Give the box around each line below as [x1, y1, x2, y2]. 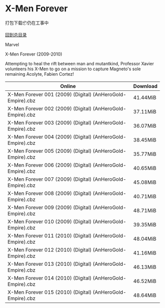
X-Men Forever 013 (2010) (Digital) [7, 260, 92, 267]
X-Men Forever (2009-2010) [5, 51, 62, 57]
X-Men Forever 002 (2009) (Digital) [7, 105, 92, 112]
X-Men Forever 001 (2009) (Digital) [7, 91, 92, 98]
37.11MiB [133, 108, 157, 115]
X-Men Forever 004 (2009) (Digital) [7, 133, 92, 140]
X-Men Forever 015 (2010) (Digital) [7, 288, 92, 295]
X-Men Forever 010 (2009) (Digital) [7, 218, 92, 225]
